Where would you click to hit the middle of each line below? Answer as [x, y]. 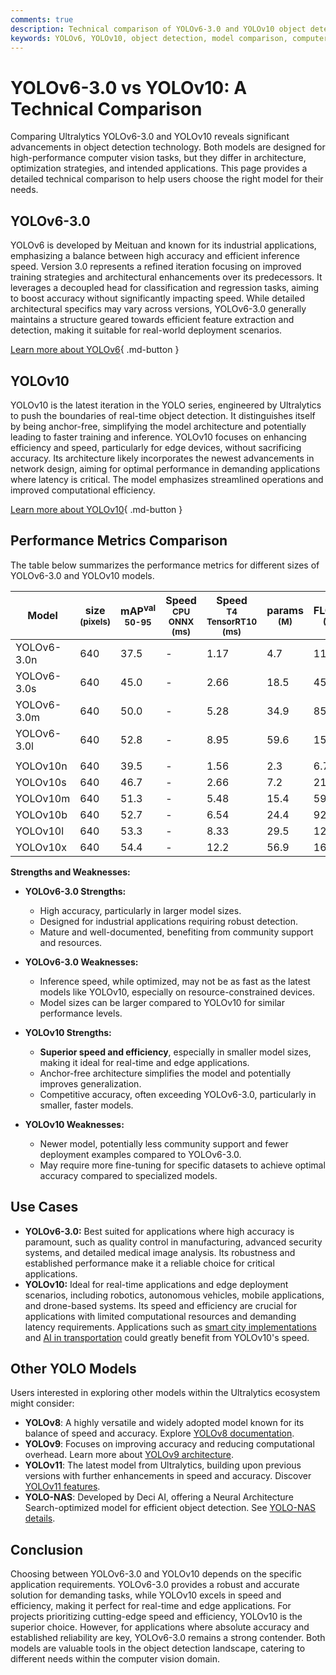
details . [40, 1518]
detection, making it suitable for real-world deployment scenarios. [146, 330]
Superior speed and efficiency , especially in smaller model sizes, [175, 1052]
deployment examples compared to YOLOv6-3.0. [140, 1154]
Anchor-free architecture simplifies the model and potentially [165, 1073]
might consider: [42, 1403]
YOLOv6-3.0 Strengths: [75, 891]
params [285, 610]
